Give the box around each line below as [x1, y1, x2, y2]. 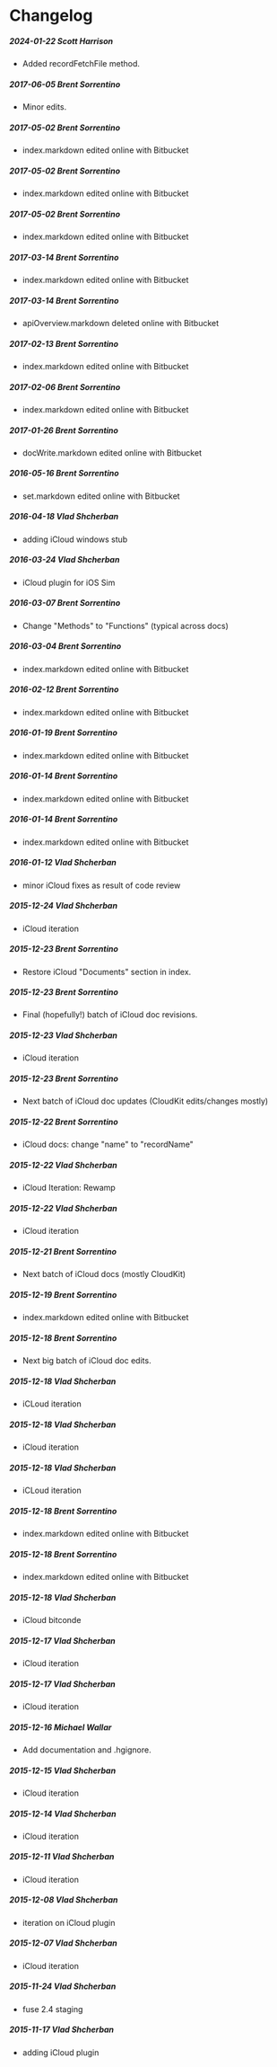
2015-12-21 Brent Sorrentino [9, 1246, 117, 1256]
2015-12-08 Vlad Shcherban [9, 1894, 118, 1905]
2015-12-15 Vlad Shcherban [9, 1765, 117, 1776]
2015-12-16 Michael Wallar [9, 1722, 112, 1733]
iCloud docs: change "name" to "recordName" [22, 1139, 195, 1150]
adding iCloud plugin [22, 2046, 100, 2058]
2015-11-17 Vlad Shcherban [9, 2024, 115, 2036]
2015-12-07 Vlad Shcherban [9, 1938, 118, 1948]
